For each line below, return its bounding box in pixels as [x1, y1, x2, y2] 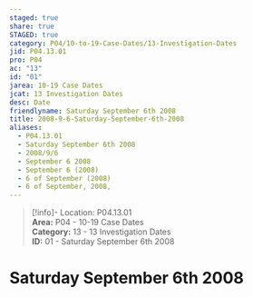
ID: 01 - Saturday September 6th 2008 [31, 236, 175, 247]
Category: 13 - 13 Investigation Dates [31, 226, 171, 237]
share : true [9, 22, 54, 31]
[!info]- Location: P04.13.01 [31, 207, 132, 218]
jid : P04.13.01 [9, 47, 67, 56]
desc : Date [9, 97, 51, 107]
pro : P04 [9, 55, 43, 64]
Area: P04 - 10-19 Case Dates [31, 217, 144, 228]
